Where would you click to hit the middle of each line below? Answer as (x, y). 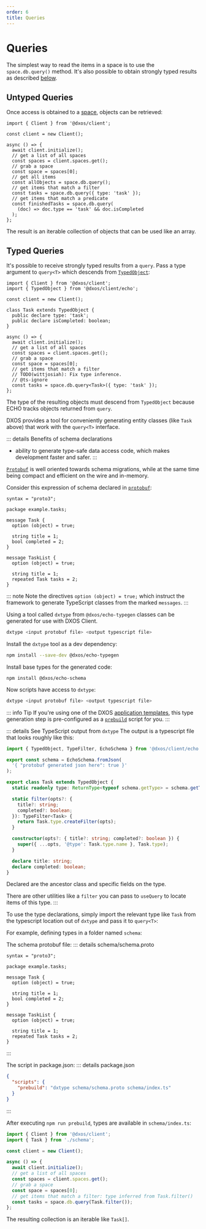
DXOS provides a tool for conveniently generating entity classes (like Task (99, 420)
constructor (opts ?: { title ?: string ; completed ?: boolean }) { (96, 839)
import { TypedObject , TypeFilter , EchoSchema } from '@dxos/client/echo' (104, 749)
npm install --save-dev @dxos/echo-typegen (63, 655)
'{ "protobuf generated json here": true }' (70, 765)
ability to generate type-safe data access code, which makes (92, 451)
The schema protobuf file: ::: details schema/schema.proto (80, 945)
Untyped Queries (40, 97)
